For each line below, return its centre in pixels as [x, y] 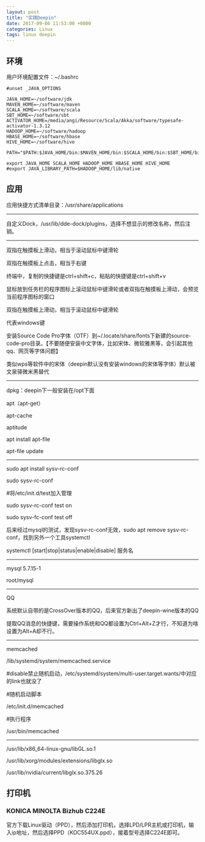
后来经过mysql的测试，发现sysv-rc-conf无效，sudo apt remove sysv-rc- [98, 530]
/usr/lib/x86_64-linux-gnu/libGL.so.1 [51, 748]
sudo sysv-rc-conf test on [39, 505]
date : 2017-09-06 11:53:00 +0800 [49, 23]
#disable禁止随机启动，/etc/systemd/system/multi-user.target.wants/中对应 [102, 673]
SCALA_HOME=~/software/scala [43, 110]
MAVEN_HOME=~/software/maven [43, 105]
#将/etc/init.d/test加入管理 [39, 493]
